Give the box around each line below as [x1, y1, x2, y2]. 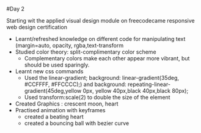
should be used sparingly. [24, 61, 90, 68]
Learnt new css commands [15, 68, 84, 75]
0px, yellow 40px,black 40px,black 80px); [82, 87, 189, 94]
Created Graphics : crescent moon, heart [15, 100, 119, 107]
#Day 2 [6, 5, 24, 12]
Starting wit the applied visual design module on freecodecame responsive [6, 17, 195, 24]
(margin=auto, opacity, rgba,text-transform [15, 42, 124, 49]
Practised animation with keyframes [15, 107, 106, 113]
